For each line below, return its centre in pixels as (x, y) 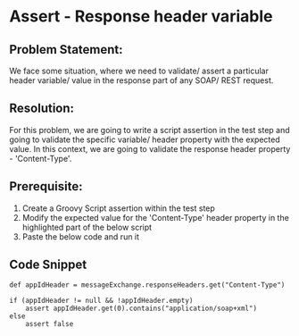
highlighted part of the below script (87, 227)
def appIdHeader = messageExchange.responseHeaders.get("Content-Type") (147, 285)
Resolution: (42, 109)
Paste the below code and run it (81, 236)
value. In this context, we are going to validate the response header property (150, 148)
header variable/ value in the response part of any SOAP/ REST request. (141, 80)
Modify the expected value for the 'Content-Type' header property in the (156, 217)
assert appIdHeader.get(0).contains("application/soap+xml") (141, 309)
